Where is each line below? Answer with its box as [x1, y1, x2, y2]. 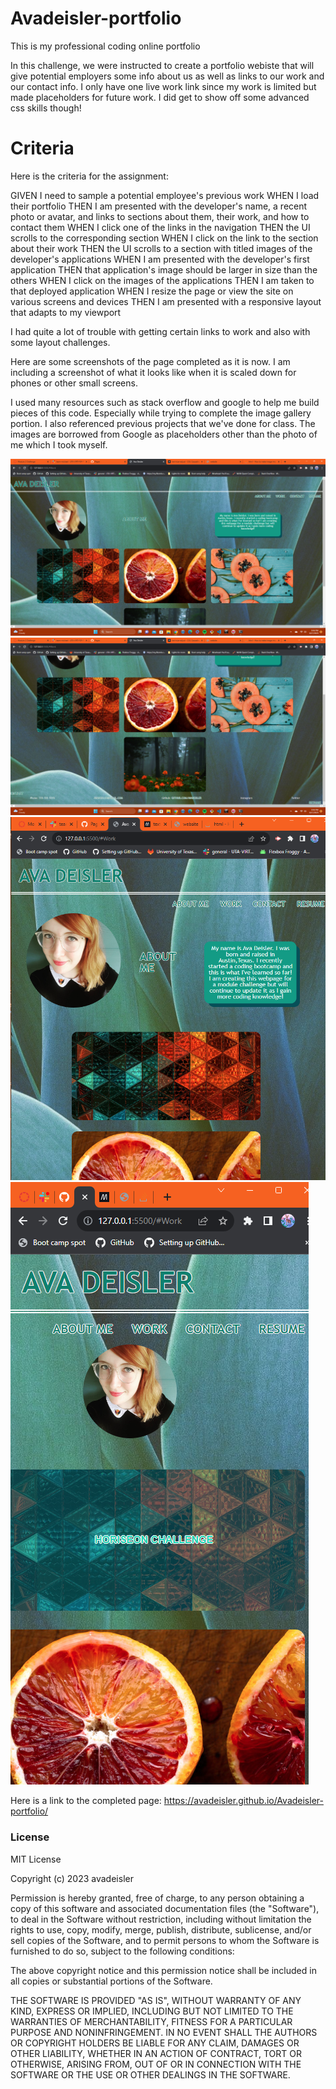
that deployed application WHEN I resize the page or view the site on [10, 285, 294, 297]
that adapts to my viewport [10, 306, 122, 318]
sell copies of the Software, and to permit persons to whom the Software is [10, 1934, 320, 1946]
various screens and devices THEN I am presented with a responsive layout [10, 295, 322, 307]
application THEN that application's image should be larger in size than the [10, 263, 318, 276]
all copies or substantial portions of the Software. [10, 1975, 213, 1987]
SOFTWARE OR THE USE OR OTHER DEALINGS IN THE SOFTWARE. [10, 2068, 291, 2081]
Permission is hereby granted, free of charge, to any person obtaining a [10, 1892, 305, 1904]
